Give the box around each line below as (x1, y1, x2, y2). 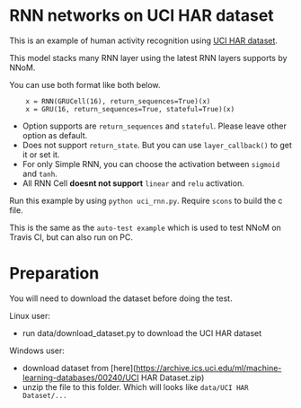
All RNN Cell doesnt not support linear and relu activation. (22, 177, 244, 189)
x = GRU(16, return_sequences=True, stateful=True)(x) (25, 104, 235, 113)
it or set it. (22, 149, 60, 160)
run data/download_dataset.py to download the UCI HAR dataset (22, 327, 262, 338)
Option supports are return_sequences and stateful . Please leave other (22, 120, 288, 131)
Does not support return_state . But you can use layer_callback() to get (22, 139, 292, 150)
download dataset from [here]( (22, 362, 137, 373)
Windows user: (9, 345, 66, 356)
